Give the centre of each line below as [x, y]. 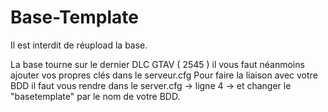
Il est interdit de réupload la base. [79, 45]
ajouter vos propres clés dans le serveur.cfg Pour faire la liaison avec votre [164, 75]
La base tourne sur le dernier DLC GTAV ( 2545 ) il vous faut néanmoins [157, 64]
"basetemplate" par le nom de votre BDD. [95, 96]
